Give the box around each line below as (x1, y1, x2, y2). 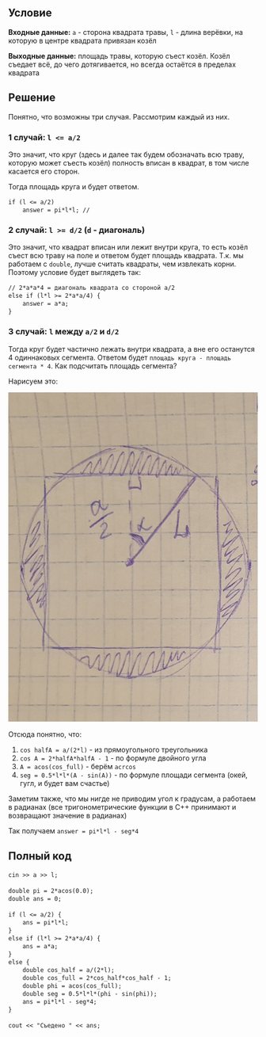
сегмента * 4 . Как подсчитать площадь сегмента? (8, 360, 177, 371)
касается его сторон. (8, 166, 80, 176)
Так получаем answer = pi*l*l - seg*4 (8, 826, 139, 836)
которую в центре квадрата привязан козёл (8, 36, 157, 45)
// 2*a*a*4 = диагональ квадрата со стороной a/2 (8, 284, 176, 292)
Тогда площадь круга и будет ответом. (8, 181, 140, 191)
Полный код (8, 849, 72, 863)
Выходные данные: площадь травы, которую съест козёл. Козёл (8, 51, 231, 60)
